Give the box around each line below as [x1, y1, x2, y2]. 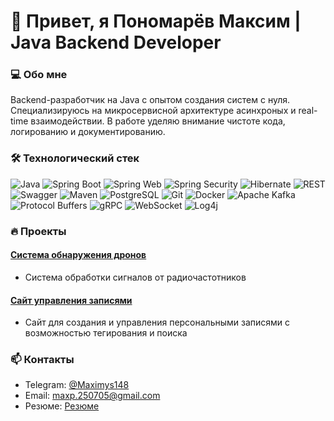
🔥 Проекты [10, 224, 67, 238]
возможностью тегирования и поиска [24, 327, 188, 339]
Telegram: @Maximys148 [24, 379, 130, 391]
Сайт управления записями [10, 294, 133, 306]
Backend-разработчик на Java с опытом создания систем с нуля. [10, 94, 291, 106]
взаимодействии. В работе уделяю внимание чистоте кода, [30, 115, 286, 127]
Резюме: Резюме [24, 400, 100, 412]
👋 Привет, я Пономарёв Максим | [10, 10, 302, 33]
